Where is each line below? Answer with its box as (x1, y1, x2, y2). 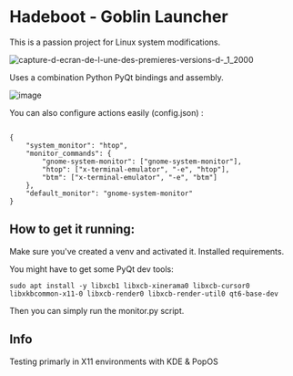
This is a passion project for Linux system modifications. (9, 37, 221, 47)
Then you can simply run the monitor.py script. (9, 305, 185, 316)
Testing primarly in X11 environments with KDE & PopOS (9, 356, 218, 367)
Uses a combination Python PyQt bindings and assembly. (9, 71, 225, 83)
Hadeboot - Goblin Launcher (9, 6, 229, 27)
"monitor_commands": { (25, 149, 112, 158)
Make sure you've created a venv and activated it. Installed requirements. (9, 245, 285, 256)
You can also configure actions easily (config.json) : (9, 107, 204, 118)
